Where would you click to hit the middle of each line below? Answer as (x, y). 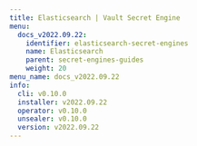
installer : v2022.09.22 (62, 102)
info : (20, 85)
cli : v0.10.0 (42, 93)
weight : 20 (46, 69)
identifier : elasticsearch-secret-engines (107, 43)
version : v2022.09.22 (59, 128)
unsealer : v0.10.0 (53, 119)
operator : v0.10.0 (53, 111)
